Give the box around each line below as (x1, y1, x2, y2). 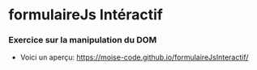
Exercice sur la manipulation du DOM (8, 35, 157, 46)
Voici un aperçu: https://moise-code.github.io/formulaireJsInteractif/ (19, 52, 249, 62)
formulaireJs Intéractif (8, 6, 164, 24)
